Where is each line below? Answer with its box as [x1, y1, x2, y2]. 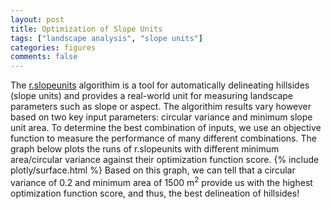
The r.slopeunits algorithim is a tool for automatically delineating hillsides [10, 79, 310, 91]
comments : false [10, 52, 78, 62]
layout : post [10, 14, 65, 25]
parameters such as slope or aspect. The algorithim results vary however [10, 101, 312, 113]
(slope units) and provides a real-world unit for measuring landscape [10, 90, 294, 102]
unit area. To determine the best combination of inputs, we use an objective [10, 122, 322, 134]
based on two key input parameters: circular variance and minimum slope [10, 111, 313, 123]
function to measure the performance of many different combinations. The [10, 132, 317, 145]
